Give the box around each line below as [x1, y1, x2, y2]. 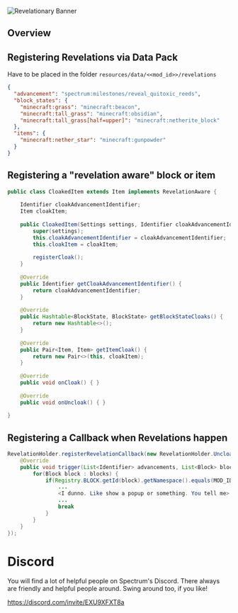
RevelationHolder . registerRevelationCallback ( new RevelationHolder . [7, 451, 214, 458]
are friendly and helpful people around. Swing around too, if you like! [7, 585, 208, 593]
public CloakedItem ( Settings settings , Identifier [20, 221, 173, 228]
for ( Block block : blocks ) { [33, 470, 119, 478]
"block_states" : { [13, 96, 69, 104]
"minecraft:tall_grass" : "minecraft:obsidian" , [20, 110, 163, 117]
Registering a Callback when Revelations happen [7, 432, 228, 444]
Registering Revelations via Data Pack [7, 51, 178, 63]
